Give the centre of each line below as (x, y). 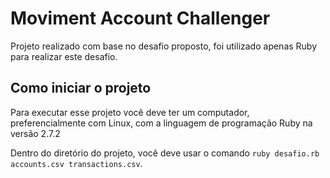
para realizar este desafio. (64, 56)
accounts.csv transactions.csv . (76, 163)
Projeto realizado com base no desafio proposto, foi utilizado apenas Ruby (164, 46)
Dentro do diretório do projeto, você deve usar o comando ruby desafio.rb (165, 153)
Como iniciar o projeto (81, 88)
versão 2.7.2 (35, 133)
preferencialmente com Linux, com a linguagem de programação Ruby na (161, 123)
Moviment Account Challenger (140, 18)
